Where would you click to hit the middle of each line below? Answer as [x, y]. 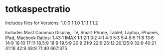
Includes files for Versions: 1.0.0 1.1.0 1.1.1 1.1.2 [52, 23]
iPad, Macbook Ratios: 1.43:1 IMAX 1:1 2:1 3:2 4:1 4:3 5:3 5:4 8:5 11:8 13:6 [80, 38]
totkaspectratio [38, 9]
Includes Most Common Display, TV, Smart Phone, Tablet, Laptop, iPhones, [82, 32]
